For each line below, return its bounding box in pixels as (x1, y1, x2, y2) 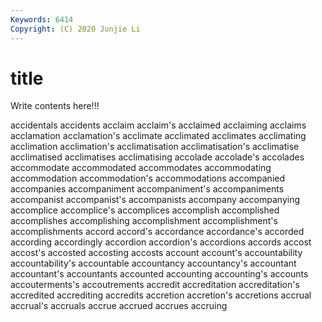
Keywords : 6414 (10, 14, 74, 25)
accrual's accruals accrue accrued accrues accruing (10, 300, 228, 312)
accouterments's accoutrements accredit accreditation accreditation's (10, 279, 300, 291)
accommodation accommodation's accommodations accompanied (10, 172, 286, 185)
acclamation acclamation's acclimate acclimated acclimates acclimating (10, 130, 307, 142)
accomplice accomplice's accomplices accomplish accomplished (10, 204, 280, 216)
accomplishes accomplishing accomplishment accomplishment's (10, 215, 278, 227)
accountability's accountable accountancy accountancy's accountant (10, 257, 297, 270)
